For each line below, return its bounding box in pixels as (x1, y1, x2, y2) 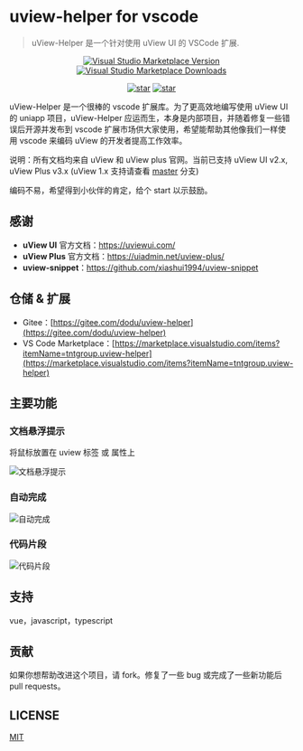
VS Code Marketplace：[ (22, 337, 115, 349)
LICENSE (9, 708, 60, 723)
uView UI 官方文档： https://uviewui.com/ (22, 239, 176, 250)
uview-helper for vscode (9, 6, 199, 27)
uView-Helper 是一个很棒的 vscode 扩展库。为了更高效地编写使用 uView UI (9, 101, 289, 112)
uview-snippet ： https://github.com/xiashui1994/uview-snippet (22, 262, 259, 273)
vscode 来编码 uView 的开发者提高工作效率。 (19, 135, 188, 146)
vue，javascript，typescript (9, 615, 114, 625)
